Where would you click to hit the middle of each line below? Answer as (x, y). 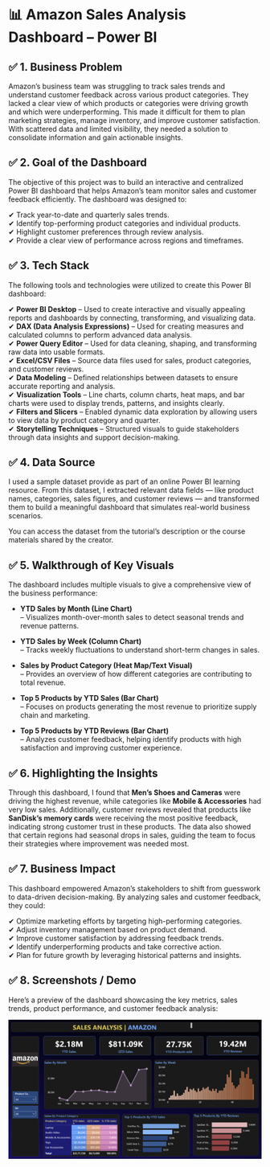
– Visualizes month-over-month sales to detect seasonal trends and (132, 617)
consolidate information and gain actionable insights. (96, 137)
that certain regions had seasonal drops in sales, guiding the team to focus (132, 835)
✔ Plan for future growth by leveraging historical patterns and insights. (125, 955)
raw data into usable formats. (57, 352)
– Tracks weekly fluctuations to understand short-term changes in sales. (140, 650)
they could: (27, 905)
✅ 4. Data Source (52, 463)
